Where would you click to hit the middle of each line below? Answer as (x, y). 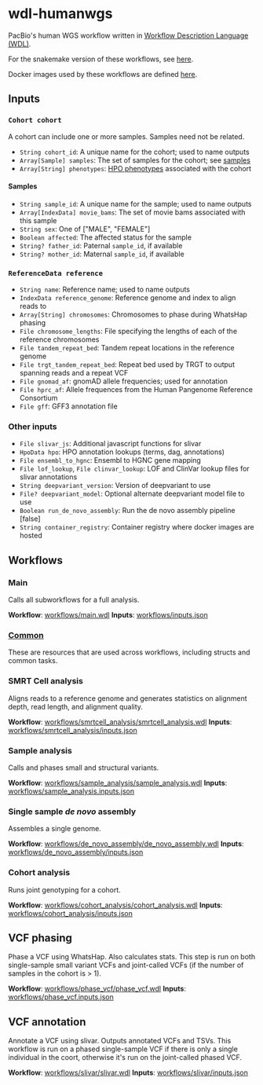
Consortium (38, 398)
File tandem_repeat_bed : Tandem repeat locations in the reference (127, 348)
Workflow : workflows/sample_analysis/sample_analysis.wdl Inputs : (118, 783)
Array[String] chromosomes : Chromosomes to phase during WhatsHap (133, 314)
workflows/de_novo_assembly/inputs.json (76, 852)
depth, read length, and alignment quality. (76, 706)
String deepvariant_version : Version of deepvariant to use (115, 486)
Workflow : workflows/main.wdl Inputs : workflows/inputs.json (108, 615)
